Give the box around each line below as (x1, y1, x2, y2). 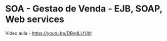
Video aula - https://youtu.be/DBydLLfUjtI (5, 30, 92, 36)
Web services (5, 13, 65, 25)
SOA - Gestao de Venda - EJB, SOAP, (5, 3, 163, 14)
